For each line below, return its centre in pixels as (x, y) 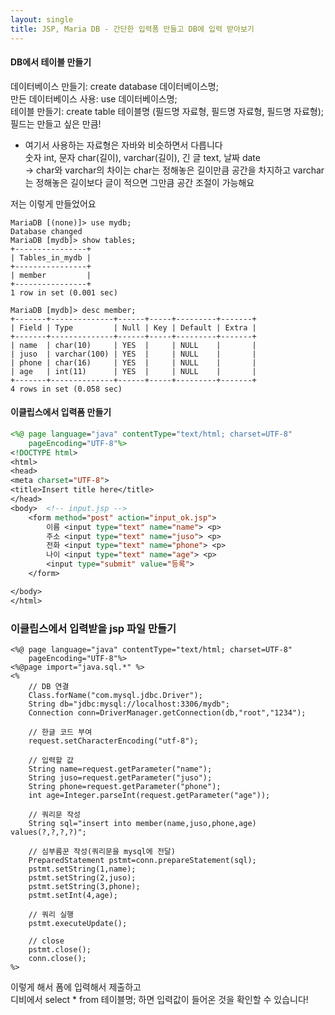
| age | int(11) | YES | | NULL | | (133, 371)
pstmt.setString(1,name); (82, 869)
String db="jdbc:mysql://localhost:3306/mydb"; (129, 704)
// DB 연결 (49, 686)
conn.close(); (57, 958)
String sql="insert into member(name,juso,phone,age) (142, 823)
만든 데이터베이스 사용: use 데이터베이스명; (94, 98)
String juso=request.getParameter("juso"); (120, 777)
